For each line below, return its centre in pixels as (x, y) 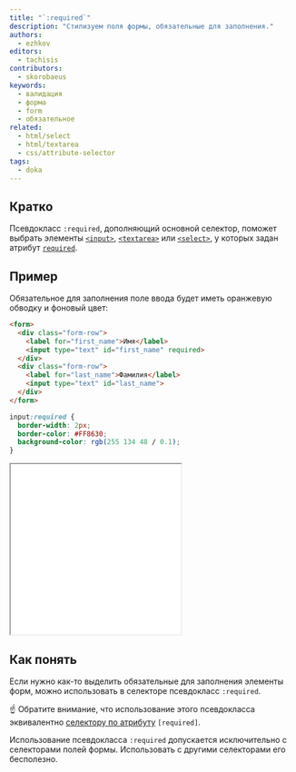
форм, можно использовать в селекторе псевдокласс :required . (135, 690)
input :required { (42, 417)
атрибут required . (44, 248)
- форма (32, 102)
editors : (26, 52)
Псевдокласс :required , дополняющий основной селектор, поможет (143, 229)
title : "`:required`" (50, 18)
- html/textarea (48, 144)
